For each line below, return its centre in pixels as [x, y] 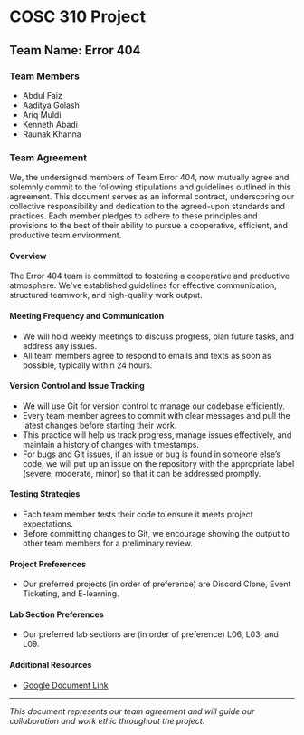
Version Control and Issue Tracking [77, 386]
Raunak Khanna [52, 134]
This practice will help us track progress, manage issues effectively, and [157, 435]
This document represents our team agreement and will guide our [132, 711]
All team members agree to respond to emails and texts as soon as [147, 355]
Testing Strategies [45, 494]
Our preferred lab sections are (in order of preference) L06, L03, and [150, 634]
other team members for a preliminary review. [107, 543]
